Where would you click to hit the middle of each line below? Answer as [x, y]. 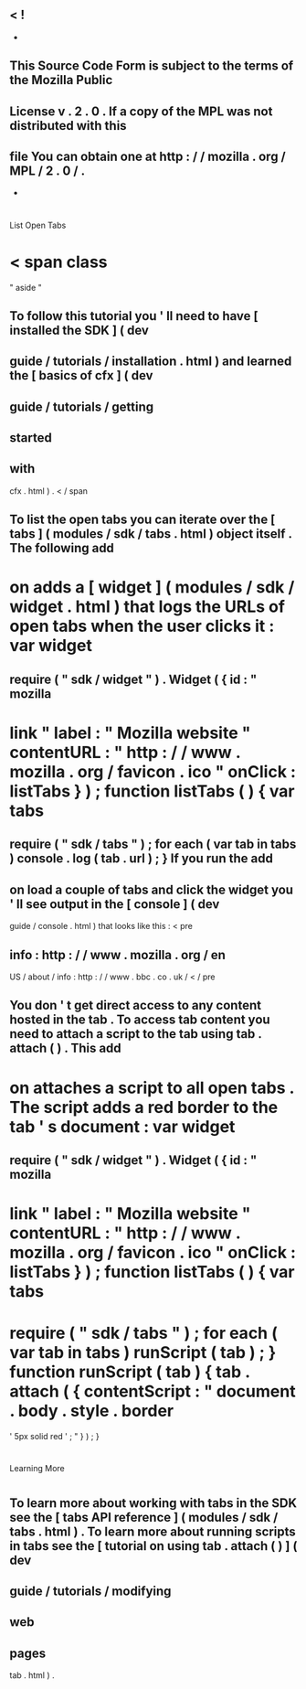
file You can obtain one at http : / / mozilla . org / [148, 156]
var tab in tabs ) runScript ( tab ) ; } [143, 1353]
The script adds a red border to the [144, 1107]
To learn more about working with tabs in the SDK [153, 1503]
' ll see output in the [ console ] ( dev [115, 904]
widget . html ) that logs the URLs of [148, 607]
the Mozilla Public [61, 80]
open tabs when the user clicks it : [142, 626]
